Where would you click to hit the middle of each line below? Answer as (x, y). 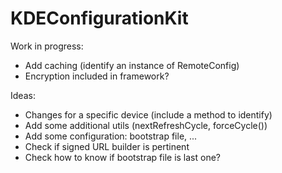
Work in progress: (47, 46)
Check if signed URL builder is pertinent (107, 146)
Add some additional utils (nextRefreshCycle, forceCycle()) (146, 125)
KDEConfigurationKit (99, 18)
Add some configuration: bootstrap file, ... (111, 136)
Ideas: (23, 95)
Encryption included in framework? (97, 76)
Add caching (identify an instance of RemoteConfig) (132, 65)
